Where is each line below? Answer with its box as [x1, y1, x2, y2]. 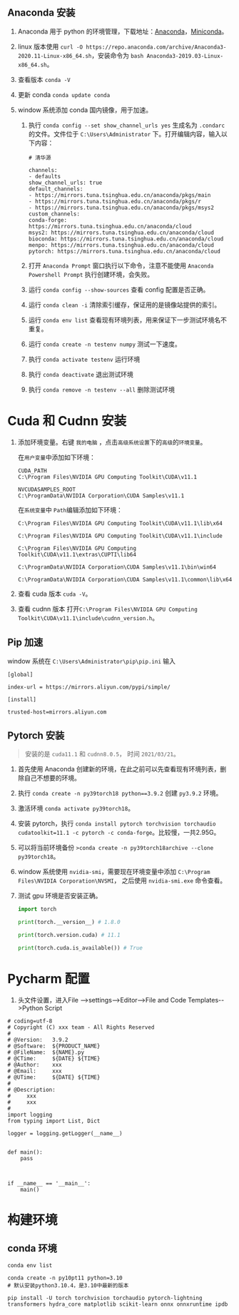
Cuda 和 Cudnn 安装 [7, 413, 127, 429]
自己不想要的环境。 [24, 773, 81, 783]
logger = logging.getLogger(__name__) [7, 1129, 123, 1137]
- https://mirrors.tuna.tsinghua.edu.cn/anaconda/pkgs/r [28, 198, 202, 205]
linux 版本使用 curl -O [17, 42, 83, 51]
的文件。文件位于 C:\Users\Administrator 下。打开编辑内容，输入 [28, 129, 221, 138]
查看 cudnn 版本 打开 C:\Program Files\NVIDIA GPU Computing [17, 604, 198, 613]
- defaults [28, 173, 61, 180]
